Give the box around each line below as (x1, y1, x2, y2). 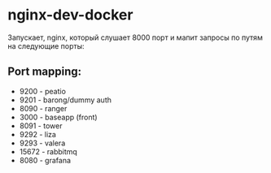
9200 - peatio (19, 86, 67, 96)
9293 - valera (19, 138, 66, 148)
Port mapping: (7, 65, 82, 79)
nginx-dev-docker (7, 6, 133, 24)
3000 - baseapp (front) (19, 112, 98, 122)
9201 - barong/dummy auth (19, 95, 111, 105)
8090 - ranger (19, 103, 68, 113)
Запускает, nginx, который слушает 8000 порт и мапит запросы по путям (7, 32, 264, 42)
